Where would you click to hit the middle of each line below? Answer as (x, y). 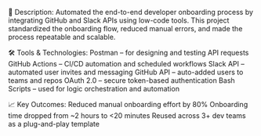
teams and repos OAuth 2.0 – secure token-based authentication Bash (121, 81)
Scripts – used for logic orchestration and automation (94, 89)
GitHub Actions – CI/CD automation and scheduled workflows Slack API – (126, 64)
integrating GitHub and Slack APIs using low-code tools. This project (119, 20)
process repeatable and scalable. (62, 37)
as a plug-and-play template (54, 124)
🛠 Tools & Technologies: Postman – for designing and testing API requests (129, 52)
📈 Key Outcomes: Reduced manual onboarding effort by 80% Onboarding (128, 104)
